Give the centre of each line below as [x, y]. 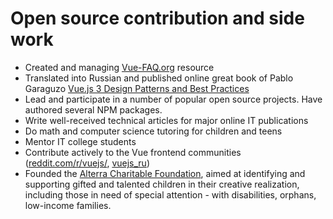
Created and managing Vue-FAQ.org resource [119, 67]
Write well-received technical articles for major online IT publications [166, 120]
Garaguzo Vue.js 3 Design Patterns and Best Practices [137, 88]
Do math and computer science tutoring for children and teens [153, 131]
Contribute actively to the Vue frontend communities [133, 152]
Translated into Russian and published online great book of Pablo [159, 78]
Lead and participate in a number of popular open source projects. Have [173, 99]
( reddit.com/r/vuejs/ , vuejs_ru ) [87, 163]
